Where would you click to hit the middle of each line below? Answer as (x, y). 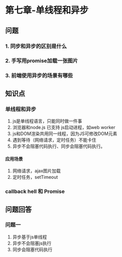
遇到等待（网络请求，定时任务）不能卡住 (54, 140)
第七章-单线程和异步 (47, 10)
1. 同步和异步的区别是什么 (36, 46)
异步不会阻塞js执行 (32, 243)
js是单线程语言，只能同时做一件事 (47, 121)
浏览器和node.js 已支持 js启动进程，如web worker (64, 127)
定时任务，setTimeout (35, 177)
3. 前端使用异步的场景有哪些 (39, 76)
